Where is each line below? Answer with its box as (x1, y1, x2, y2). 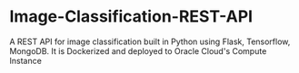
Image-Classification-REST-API (9, 6, 253, 27)
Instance (9, 55, 43, 66)
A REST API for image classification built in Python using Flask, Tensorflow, (9, 36, 291, 47)
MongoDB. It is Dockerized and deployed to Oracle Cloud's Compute (9, 45, 267, 56)
